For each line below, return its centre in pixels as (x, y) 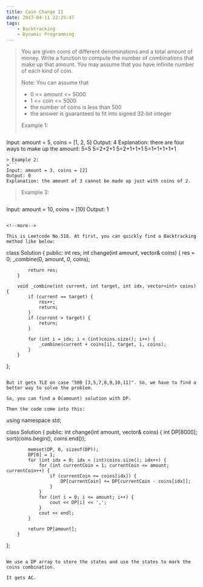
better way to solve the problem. (50, 388)
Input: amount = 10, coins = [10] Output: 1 (58, 209)
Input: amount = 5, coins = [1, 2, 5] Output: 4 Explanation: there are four (95, 142)
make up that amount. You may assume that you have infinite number (108, 65)
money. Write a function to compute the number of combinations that (107, 58)
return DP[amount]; (53, 529)
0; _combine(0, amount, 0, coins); (48, 259)
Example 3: (35, 192)
